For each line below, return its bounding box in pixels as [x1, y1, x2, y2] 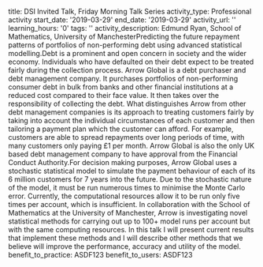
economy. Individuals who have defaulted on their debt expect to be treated [8, 57, 254, 66]
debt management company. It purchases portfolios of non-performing [8, 74, 239, 83]
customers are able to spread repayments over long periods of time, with [8, 133, 245, 141]
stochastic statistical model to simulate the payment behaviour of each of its [8, 166, 256, 175]
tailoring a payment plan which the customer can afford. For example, [8, 124, 234, 133]
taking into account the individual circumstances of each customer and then [8, 116, 255, 125]
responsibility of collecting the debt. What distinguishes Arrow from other [8, 99, 246, 108]
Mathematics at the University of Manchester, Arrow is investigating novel [8, 209, 248, 217]
